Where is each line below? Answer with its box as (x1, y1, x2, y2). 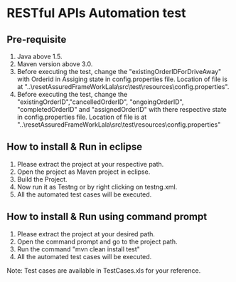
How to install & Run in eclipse (6, 141, 143, 153)
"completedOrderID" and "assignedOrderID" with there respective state (16, 105, 227, 113)
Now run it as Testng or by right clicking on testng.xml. (16, 182, 178, 191)
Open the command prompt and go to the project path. (16, 237, 178, 246)
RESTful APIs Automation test (6, 5, 186, 21)
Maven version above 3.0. (16, 60, 93, 68)
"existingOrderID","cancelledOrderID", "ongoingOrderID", (16, 98, 184, 106)
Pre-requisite (6, 33, 67, 46)
